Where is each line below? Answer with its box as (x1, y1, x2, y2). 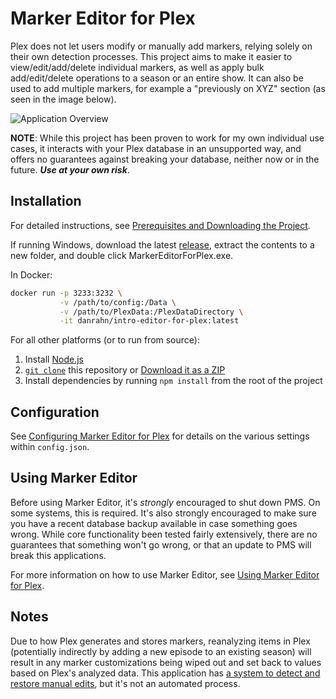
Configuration (10, 403, 100, 421)
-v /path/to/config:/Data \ (59, 297, 177, 307)
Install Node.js (24, 353, 84, 366)
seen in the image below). (10, 93, 117, 105)
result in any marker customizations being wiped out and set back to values (10, 656, 322, 668)
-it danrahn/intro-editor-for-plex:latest (59, 316, 240, 326)
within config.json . (10, 441, 90, 453)
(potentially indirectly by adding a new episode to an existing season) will (10, 645, 312, 657)
